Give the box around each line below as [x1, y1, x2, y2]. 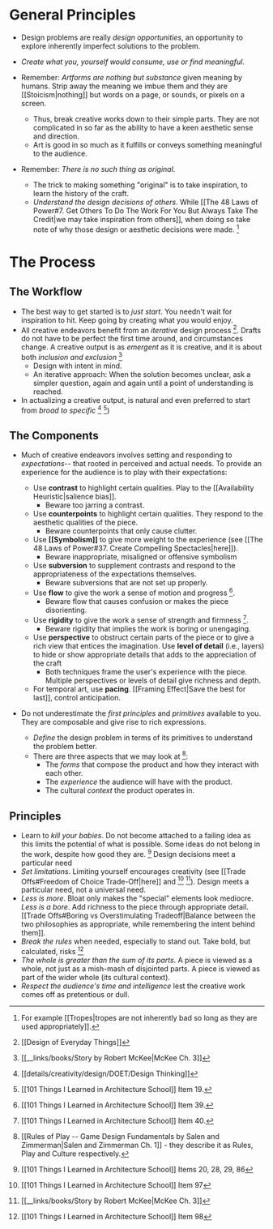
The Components [9, 428, 100, 443]
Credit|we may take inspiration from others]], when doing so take [32, 214, 251, 224]
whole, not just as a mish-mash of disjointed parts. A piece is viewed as [20, 964, 260, 974]
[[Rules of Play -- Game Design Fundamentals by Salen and [20, 1132, 220, 1141]
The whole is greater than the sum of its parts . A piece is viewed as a [20, 955, 253, 966]
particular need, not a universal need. [20, 885, 147, 895]
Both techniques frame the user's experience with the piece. [45, 666, 248, 676]
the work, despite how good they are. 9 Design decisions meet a [20, 848, 236, 859]
